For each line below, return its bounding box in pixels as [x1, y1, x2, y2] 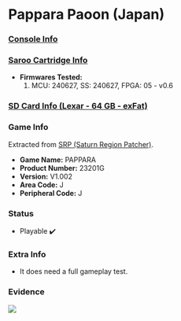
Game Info [8, 122, 49, 133]
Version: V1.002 [19, 172, 73, 181]
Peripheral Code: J [19, 188, 83, 197]
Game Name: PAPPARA [19, 155, 97, 164]
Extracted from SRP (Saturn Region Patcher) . [8, 139, 154, 149]
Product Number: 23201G [19, 163, 105, 172]
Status [8, 208, 34, 219]
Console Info [8, 34, 58, 45]
